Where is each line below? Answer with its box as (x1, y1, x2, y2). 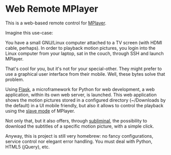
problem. (5, 76, 24, 82)
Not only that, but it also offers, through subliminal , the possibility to (5, 117, 148, 123)
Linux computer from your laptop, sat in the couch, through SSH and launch (5, 50, 164, 56)
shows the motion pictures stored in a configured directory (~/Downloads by (5, 97, 166, 103)
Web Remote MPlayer (5, 3, 98, 15)
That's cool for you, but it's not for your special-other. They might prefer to (5, 66, 162, 72)
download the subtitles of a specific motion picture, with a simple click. (5, 123, 154, 129)
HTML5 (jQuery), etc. (5, 143, 50, 150)
